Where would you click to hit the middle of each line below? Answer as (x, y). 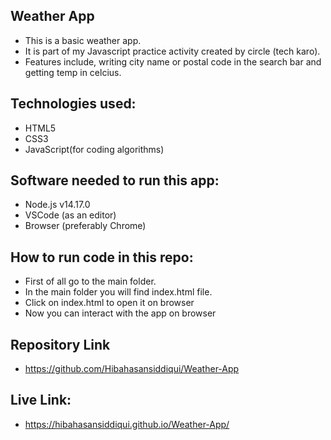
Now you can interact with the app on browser (120, 313)
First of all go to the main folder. (90, 281)
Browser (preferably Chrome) (85, 226)
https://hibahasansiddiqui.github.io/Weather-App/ (127, 424)
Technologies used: (73, 104)
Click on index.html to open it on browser (109, 303)
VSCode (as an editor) (70, 215)
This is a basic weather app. (83, 40)
